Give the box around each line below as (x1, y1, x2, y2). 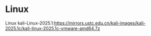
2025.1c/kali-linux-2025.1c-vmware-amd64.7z (5, 25, 100, 31)
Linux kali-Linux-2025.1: (5, 20, 54, 26)
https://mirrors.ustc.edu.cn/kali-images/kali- (54, 20, 146, 26)
